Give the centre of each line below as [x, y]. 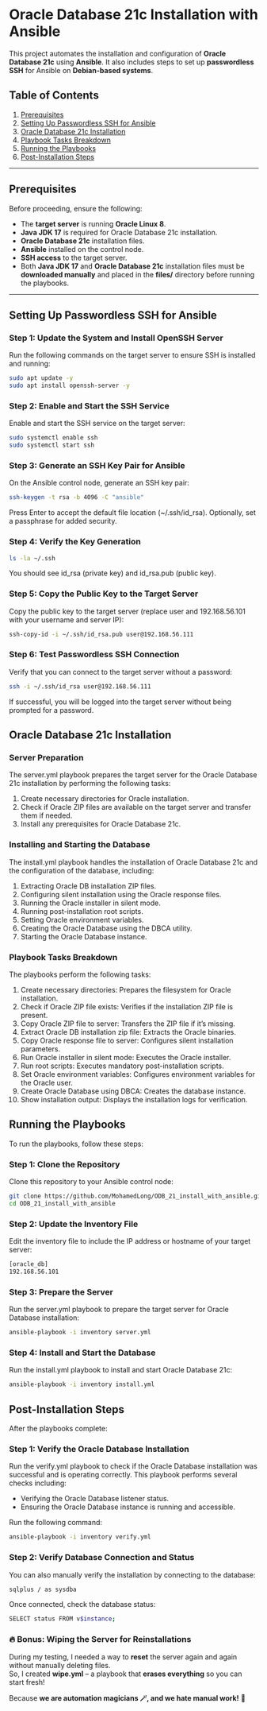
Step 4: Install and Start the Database [82, 1353]
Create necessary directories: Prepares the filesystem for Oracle [126, 990]
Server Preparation [46, 758]
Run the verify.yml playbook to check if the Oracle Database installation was [133, 1466]
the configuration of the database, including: [82, 870]
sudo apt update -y [41, 378]
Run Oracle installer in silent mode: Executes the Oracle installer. [126, 1058]
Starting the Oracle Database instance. [84, 936]
